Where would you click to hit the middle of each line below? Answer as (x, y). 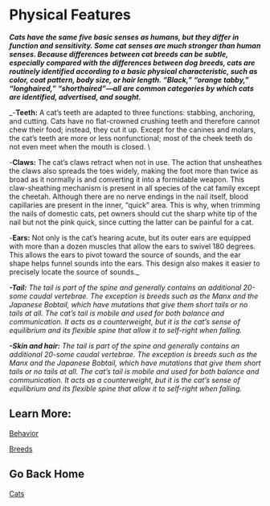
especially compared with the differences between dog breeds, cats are (132, 63)
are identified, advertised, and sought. (75, 97)
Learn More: (40, 414)
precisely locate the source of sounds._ (74, 272)
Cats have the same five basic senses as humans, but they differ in (124, 37)
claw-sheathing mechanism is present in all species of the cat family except (135, 187)
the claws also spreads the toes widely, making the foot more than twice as (134, 171)
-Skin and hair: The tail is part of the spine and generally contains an (125, 346)
